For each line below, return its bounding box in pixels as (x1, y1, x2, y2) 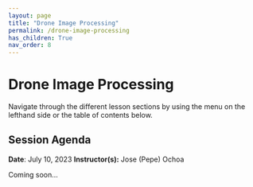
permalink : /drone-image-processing (8, 26, 130, 34)
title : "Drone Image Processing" (8, 19, 119, 27)
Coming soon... (8, 169, 58, 179)
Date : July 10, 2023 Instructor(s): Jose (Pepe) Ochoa (8, 154, 185, 164)
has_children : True (8, 33, 73, 42)
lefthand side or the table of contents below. (8, 111, 153, 120)
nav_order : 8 (8, 41, 52, 49)
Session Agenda (8, 133, 91, 147)
